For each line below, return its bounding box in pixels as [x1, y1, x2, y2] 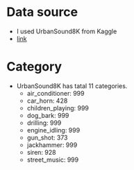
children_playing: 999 [26, 103, 90, 112]
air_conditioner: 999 [26, 89, 85, 97]
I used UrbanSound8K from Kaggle [16, 27, 117, 35]
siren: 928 [26, 148, 56, 156]
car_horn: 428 [26, 96, 68, 105]
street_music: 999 [26, 155, 79, 164]
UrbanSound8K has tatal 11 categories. [16, 81, 128, 90]
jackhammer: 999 [26, 140, 78, 149]
